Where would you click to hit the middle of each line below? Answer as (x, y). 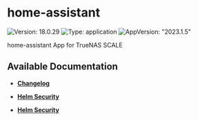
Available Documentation (63, 67)
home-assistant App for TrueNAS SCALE (65, 45)
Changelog (33, 83)
